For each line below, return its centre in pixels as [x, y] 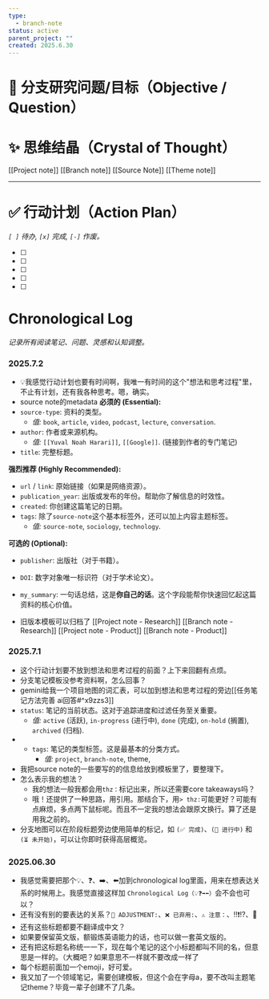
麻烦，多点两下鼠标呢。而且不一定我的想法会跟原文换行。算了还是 [148, 809]
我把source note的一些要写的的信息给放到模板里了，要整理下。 [124, 769]
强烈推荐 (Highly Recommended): [65, 469]
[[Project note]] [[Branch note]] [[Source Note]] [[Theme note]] [112, 170]
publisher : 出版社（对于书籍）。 [72, 560]
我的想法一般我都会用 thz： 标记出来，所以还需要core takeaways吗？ [143, 789]
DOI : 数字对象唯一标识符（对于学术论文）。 [89, 578]
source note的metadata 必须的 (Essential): [90, 402]
